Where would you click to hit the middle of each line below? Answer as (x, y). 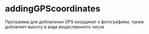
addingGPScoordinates (53, 9)
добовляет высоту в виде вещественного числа (55, 26)
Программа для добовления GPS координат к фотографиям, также (74, 22)
